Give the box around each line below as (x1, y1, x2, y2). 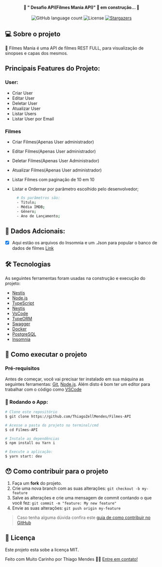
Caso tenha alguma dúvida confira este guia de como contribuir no (16, 515, 151, 520)
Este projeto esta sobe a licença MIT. (5, 547, 79, 552)
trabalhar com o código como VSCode (5, 386, 82, 392)
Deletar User (12, 100, 38, 106)
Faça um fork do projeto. (12, 480, 62, 486)
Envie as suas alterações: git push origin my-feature (12, 505, 121, 511)
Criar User (12, 90, 33, 96)
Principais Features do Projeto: (5, 64, 100, 73)
